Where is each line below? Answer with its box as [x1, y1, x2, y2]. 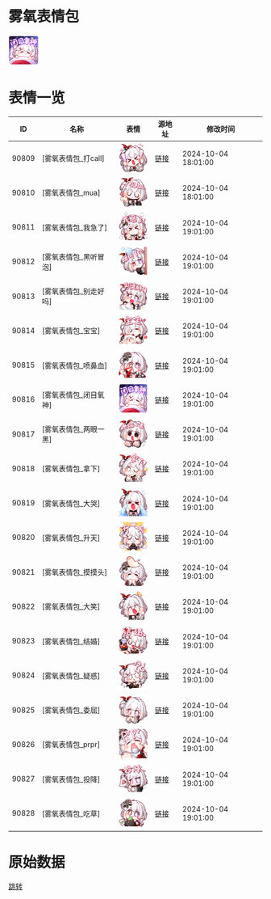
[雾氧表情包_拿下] [41, 464, 101, 474]
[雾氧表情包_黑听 [41, 251, 98, 261]
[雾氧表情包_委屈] [41, 705, 101, 715]
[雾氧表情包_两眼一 [41, 424, 105, 434]
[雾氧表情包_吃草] [41, 808, 101, 818]
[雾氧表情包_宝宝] [41, 326, 101, 336]
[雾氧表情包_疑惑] [41, 670, 101, 680]
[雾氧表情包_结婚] [41, 636, 101, 646]
